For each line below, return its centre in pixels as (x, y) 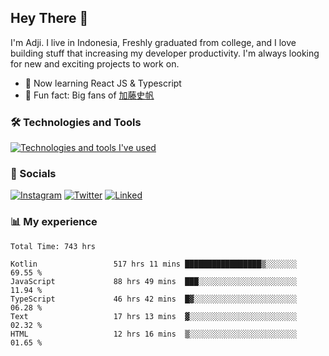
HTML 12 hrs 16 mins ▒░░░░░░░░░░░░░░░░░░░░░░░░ (154, 334)
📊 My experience (54, 222)
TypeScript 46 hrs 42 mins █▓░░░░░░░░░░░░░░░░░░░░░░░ (154, 299)
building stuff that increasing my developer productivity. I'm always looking (165, 53)
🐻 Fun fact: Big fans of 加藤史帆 (89, 95)
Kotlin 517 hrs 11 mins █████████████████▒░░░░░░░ (154, 264)
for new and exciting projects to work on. (95, 63)
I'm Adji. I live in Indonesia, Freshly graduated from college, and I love (153, 42)
